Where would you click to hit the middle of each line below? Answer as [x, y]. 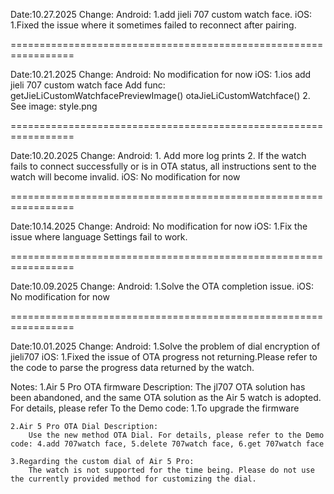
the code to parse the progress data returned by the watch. [132, 367]
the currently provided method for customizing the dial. [133, 479]
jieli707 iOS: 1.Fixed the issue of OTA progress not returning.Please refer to [164, 357]
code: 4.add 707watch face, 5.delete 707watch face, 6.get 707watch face [167, 444]
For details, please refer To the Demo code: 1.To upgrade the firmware [155, 408]
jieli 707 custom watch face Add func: [88, 85]
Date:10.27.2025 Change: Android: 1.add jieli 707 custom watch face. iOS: [161, 14]
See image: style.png [54, 106]
